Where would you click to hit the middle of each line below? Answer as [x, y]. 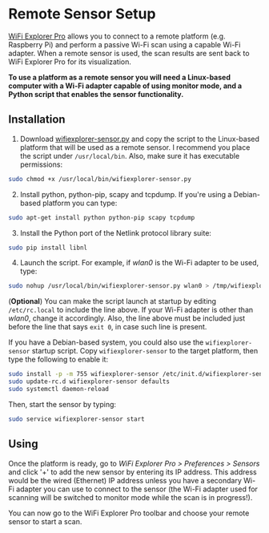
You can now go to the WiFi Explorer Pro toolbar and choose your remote [129, 513]
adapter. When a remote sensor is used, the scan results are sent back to [129, 53]
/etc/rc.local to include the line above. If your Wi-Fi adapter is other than [131, 310]
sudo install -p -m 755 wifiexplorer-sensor [84, 374]
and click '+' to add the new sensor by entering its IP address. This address [133, 472]
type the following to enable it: [58, 359]
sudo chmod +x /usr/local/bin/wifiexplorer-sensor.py [100, 179]
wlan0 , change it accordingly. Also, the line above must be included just [127, 318]
